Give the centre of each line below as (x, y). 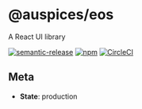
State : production (48, 96)
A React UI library (37, 37)
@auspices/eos (61, 15)
